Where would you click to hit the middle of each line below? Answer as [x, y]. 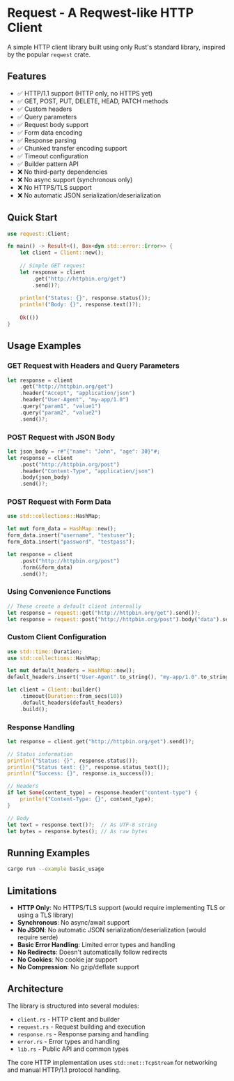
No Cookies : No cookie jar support [67, 959]
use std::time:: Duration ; [45, 651]
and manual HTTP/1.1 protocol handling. [64, 1070]
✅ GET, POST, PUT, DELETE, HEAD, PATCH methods [93, 101]
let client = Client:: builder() [54, 690]
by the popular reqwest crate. [49, 54]
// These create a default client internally [74, 606]
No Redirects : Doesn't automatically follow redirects [92, 952]
